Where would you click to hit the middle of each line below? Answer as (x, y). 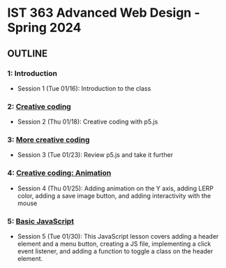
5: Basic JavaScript (41, 221)
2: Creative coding (39, 106)
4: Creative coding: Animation (59, 173)
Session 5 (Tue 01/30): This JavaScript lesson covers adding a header (118, 237)
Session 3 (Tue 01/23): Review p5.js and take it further (95, 155)
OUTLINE (28, 53)
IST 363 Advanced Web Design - (104, 13)
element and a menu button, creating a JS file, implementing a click (114, 244)
